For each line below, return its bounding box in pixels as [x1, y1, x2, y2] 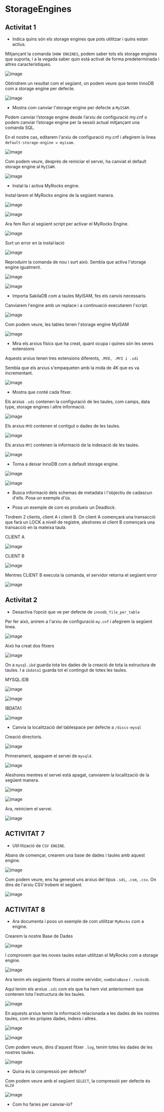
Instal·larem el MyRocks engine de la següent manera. [5, 192, 115, 198]
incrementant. [5, 370, 33, 376]
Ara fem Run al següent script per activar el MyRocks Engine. [5, 221, 129, 227]
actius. [12, 41, 26, 47]
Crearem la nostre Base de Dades [5, 933, 73, 939]
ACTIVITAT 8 [5, 905, 46, 914]
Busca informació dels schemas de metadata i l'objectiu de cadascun [12, 490, 153, 495]
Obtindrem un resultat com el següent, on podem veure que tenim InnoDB [5, 80, 154, 86]
